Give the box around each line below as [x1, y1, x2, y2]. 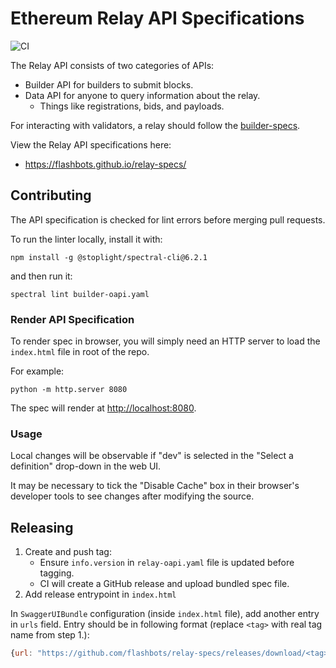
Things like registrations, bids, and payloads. [39, 100, 225, 112]
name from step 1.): [10, 629, 90, 641]
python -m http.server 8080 [10, 385, 128, 395]
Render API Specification [10, 312, 135, 326]
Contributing [10, 187, 92, 204]
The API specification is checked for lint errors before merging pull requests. [10, 213, 326, 226]
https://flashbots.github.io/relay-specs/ [24, 158, 187, 170]
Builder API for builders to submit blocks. [24, 78, 194, 91]
